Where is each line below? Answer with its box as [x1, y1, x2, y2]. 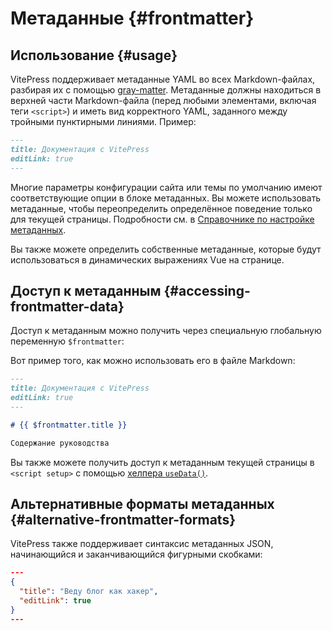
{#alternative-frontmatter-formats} [10, 511, 237, 528]
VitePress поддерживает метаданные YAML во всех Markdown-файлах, [10, 73, 316, 85]
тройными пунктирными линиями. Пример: [10, 116, 197, 127]
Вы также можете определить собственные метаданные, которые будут [10, 243, 322, 255]
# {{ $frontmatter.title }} [10, 420, 128, 430]
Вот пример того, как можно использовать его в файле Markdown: [10, 355, 296, 367]
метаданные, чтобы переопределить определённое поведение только [10, 202, 313, 214]
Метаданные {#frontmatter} [10, 7, 255, 30]
